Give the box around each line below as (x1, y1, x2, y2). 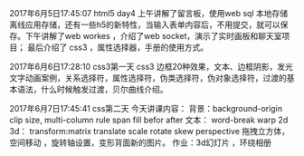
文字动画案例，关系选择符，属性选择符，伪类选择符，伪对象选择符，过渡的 (9, 73, 287, 83)
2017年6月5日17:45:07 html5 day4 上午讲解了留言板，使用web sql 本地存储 (9, 8, 288, 18)
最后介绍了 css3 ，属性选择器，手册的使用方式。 (26, 42, 209, 53)
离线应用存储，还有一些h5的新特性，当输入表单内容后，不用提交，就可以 (9, 19, 280, 30)
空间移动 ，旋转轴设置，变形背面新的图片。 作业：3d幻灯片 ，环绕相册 (9, 137, 272, 148)
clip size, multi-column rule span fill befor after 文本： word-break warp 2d (9, 114, 289, 125)
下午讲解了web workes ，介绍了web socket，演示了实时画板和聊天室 (24, 31, 282, 41)
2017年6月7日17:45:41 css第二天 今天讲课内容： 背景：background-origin (9, 103, 283, 113)
